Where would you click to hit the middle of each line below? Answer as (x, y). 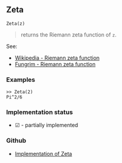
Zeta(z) (16, 23)
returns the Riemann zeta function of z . (69, 35)
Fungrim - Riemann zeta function (55, 64)
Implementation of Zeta (43, 153)
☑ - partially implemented (46, 125)
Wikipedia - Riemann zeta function (57, 58)
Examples (21, 79)
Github (16, 141)
